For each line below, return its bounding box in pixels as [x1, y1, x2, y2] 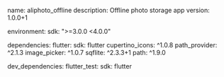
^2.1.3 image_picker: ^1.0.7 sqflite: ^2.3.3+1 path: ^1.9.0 [7, 49, 167, 57]
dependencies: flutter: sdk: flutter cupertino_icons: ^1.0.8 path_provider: [7, 41, 218, 49]
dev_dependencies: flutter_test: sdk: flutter [7, 62, 133, 70]
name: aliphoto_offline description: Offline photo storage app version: [7, 6, 211, 14]
